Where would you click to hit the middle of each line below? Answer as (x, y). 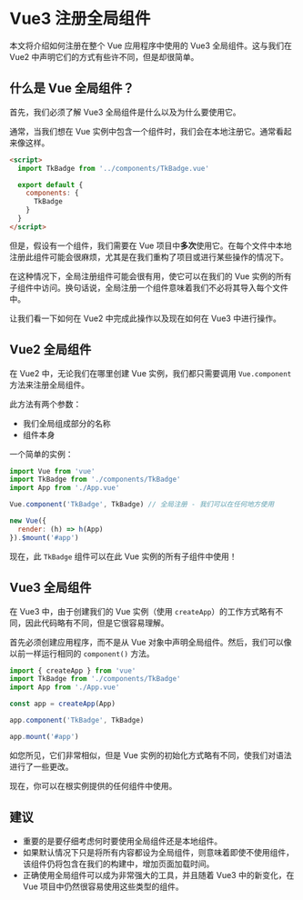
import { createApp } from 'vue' (73, 670)
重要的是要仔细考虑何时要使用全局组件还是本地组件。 (122, 841)
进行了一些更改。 (41, 766)
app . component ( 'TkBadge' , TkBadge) (77, 720)
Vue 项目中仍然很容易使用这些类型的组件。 (103, 886)
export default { (50, 185)
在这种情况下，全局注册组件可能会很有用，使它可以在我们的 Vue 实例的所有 (151, 276)
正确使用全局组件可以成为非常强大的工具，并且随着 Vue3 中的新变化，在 (158, 875)
